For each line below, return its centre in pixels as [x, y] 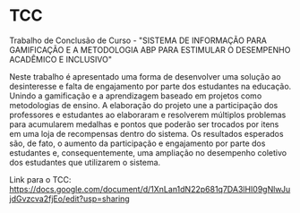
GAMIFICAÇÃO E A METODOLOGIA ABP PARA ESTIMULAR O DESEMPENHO [150, 49]
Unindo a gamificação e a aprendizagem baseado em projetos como [136, 96]
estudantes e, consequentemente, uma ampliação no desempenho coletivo [148, 152]
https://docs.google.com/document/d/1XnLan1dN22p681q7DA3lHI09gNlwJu [150, 189]
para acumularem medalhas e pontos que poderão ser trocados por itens [144, 124]
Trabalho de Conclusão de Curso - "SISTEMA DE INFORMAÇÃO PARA [138, 40]
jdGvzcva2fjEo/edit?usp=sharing [69, 199]
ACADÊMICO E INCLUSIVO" [60, 59]
